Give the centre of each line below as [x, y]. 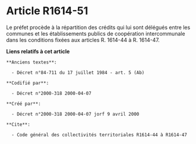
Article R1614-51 [47, 11]
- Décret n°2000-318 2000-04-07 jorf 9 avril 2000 [75, 114]
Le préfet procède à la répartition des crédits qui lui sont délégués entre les [98, 27]
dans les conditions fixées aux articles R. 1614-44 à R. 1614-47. [83, 40]
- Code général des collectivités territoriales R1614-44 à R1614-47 [99, 135]
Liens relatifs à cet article [38, 51]
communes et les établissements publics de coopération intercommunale [96, 33]
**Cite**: [18, 124]
